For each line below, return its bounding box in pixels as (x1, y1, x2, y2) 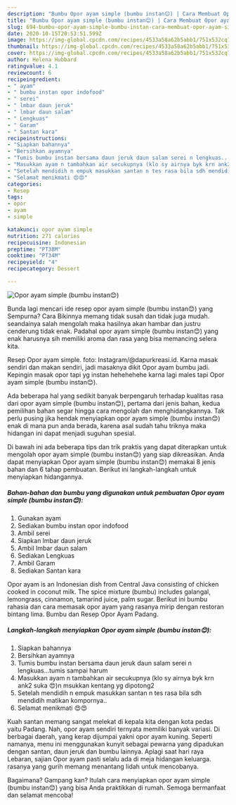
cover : (7, 50, 27, 57)
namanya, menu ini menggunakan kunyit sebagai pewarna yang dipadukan (7, 740, 224, 748)
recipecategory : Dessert (7, 266, 80, 273)
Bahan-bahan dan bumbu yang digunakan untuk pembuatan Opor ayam (7, 489, 225, 497)
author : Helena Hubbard (7, 56, 77, 63)
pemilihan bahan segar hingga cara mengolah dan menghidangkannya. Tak (7, 406, 225, 415)
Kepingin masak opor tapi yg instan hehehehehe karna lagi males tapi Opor (7, 370, 225, 379)
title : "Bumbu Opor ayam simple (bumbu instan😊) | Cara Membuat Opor (7, 17, 218, 24)
